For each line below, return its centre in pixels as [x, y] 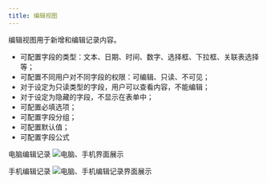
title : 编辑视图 [33, 16]
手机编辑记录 [29, 171]
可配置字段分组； [48, 116]
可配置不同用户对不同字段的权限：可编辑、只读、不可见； [115, 76]
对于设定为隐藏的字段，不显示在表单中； [87, 96]
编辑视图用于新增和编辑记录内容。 [65, 39]
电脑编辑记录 [29, 154]
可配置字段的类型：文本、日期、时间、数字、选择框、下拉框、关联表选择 [139, 56]
